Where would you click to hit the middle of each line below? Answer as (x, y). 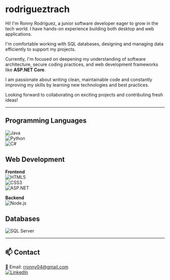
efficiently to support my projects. (40, 49)
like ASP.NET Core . (26, 70)
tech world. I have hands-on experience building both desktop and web (80, 28)
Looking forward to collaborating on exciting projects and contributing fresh (84, 95)
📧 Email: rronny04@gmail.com (37, 267)
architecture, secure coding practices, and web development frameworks (82, 64)
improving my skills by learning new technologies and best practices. (77, 85)
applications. (18, 34)
